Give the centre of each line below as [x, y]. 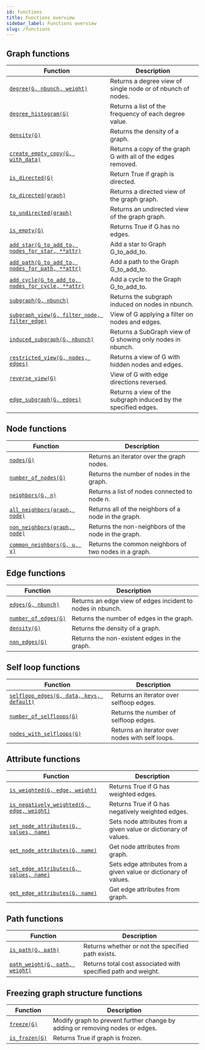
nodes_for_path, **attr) [45, 269]
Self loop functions [43, 667]
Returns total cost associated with [132, 964]
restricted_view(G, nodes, [49, 358]
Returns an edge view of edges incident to [132, 601]
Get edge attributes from [144, 890]
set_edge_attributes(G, [44, 869]
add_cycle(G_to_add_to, [44, 280]
